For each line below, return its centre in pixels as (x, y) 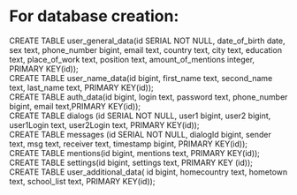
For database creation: (94, 16)
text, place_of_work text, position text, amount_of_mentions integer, (132, 59)
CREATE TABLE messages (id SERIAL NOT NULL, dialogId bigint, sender (140, 134)
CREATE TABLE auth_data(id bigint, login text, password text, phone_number (148, 97)
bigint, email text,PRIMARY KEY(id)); (75, 106)
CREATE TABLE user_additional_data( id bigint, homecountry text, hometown (148, 172)
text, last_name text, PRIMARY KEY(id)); (82, 87)
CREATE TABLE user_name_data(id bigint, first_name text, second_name (141, 78)
